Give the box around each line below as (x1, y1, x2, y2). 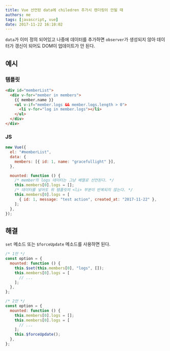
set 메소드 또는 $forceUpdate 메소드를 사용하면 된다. (5, 241, 111, 247)
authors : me (5, 12, 31, 17)
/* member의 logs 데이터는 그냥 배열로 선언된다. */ (14, 178, 114, 183)
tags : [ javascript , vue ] (5, 17, 58, 22)
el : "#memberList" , (10, 149, 52, 155)
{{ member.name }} (14, 97, 54, 102)
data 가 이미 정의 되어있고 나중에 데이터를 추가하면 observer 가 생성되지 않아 (5, 36, 156, 42)
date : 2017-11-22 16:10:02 (5, 21, 63, 27)
